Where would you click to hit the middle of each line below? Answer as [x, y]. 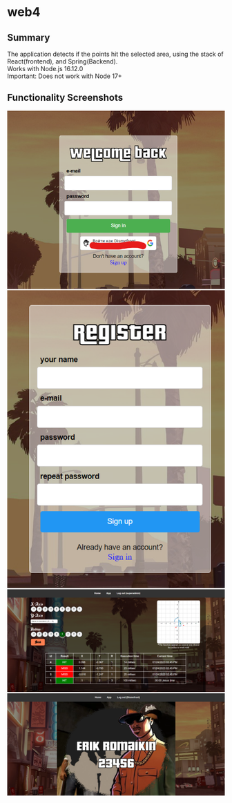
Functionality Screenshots [65, 98]
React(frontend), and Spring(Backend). [62, 61]
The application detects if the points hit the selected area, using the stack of [116, 54]
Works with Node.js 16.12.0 [45, 69]
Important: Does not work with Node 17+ [65, 76]
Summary [29, 38]
